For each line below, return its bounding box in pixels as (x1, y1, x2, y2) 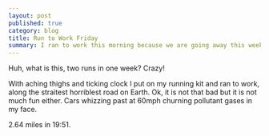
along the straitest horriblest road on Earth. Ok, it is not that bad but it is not (8, 87, 258, 97)
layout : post (8, 11, 52, 20)
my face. (8, 105, 38, 114)
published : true (8, 19, 62, 27)
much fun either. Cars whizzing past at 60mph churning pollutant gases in (8, 96, 253, 106)
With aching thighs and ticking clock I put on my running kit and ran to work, (8, 79, 260, 89)
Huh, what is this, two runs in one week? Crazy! (8, 63, 166, 73)
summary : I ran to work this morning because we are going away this (8, 42, 246, 50)
